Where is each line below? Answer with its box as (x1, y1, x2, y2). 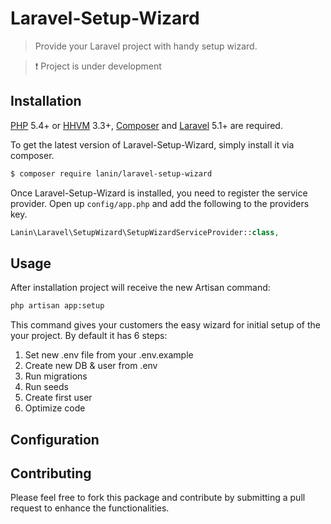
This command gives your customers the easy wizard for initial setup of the (10, 319, 322, 331)
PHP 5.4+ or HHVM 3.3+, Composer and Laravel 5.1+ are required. (10, 119, 283, 131)
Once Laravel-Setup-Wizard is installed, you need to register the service (10, 187, 308, 199)
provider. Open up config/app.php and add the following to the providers (10, 197, 310, 209)
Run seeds (24, 381, 69, 393)
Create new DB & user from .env (24, 360, 158, 372)
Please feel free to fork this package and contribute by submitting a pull (10, 492, 306, 504)
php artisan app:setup (10, 301, 105, 311)
